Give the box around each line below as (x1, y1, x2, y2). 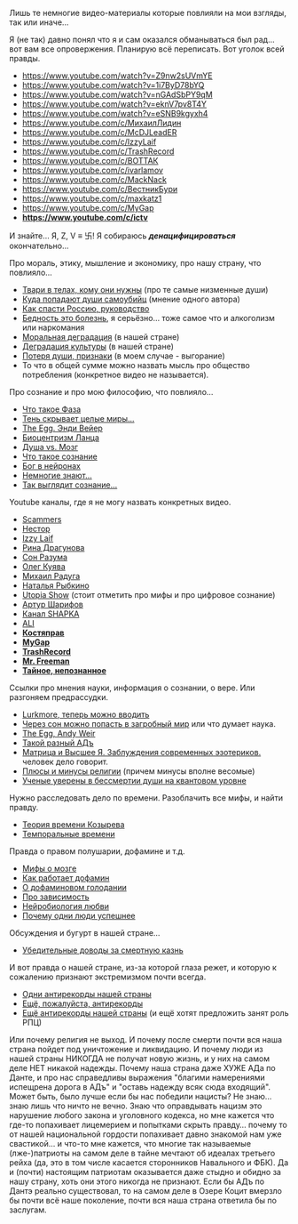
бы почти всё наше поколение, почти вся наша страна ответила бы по (9, 1196, 278, 1205)
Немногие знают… (21, 471, 93, 480)
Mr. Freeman (21, 656, 70, 666)
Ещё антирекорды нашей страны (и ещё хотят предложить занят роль (21, 1008, 289, 1018)
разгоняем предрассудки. (9, 692, 109, 702)
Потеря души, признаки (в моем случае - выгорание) (21, 350, 225, 361)
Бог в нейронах (21, 461, 82, 471)
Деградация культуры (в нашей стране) (21, 342, 175, 351)
